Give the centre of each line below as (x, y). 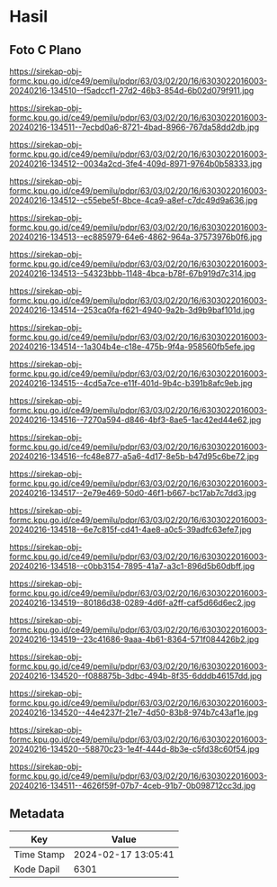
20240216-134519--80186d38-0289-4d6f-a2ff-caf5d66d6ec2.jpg (133, 602)
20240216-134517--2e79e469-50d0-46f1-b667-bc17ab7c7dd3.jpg (133, 493)
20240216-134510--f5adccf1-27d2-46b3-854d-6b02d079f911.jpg (132, 91)
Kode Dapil (37, 869)
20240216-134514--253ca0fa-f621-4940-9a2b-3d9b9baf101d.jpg (132, 310)
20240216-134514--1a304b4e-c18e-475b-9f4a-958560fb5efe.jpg (132, 347)
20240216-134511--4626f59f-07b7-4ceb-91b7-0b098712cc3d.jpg (133, 786)
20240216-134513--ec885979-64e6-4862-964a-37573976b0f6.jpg (136, 237)
